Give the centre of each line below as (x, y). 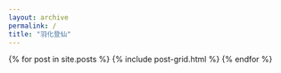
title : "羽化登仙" (40, 34)
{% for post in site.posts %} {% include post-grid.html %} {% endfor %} (140, 60)
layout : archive (38, 17)
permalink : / (33, 26)
